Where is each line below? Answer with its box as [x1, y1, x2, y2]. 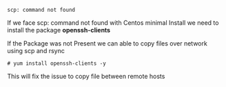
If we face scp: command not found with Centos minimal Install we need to [7, 19, 219, 27]
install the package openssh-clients [7, 26, 111, 34]
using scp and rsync [7, 47, 65, 55]
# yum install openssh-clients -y [7, 60, 107, 67]
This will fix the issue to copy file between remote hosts [7, 72, 165, 80]
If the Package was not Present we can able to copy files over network [7, 39, 208, 48]
